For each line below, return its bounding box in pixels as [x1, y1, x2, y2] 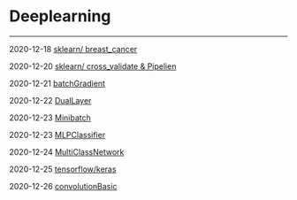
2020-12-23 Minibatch [9, 112, 91, 123]
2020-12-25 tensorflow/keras [9, 164, 117, 174]
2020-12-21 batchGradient [9, 78, 106, 88]
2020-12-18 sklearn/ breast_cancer [9, 43, 138, 54]
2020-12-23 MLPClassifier [9, 129, 106, 140]
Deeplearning [9, 6, 111, 27]
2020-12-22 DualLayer [9, 95, 92, 105]
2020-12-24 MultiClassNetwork [9, 146, 125, 157]
